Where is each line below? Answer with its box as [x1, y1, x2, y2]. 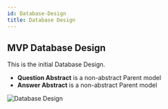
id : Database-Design [7, 10, 67, 17]
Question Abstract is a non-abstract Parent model [17, 74, 161, 82]
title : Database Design [7, 17, 76, 23]
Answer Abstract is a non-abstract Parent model [17, 81, 158, 90]
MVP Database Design [7, 42, 106, 54]
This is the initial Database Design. [7, 60, 106, 69]
